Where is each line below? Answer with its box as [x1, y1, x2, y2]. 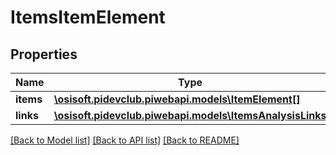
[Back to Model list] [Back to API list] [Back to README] [10, 134, 240, 146]
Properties [10, 46, 78, 63]
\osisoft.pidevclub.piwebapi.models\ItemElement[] [53, 92, 301, 106]
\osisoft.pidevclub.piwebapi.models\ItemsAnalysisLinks [53, 109, 327, 122]
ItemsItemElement [10, 6, 166, 29]
